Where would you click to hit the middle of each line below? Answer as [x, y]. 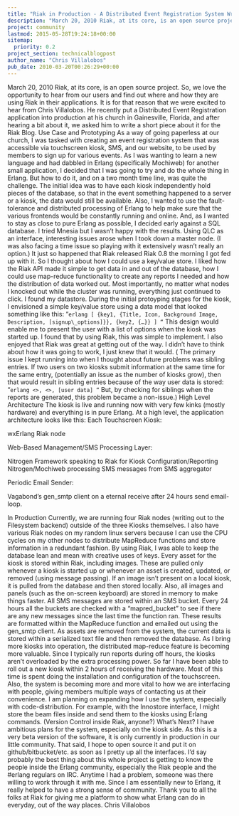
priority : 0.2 [34, 47]
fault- [217, 201]
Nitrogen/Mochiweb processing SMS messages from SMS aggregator [110, 468]
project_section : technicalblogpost [62, 54]
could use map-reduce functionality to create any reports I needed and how [118, 276]
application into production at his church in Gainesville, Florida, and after [114, 117]
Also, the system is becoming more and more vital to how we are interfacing [119, 684]
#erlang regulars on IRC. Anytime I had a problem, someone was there [110, 774]
